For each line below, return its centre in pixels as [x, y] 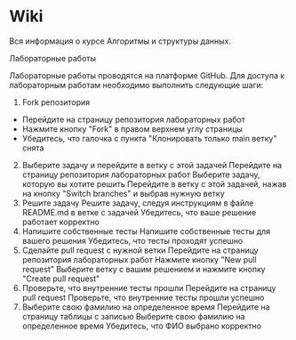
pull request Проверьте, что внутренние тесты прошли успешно [143, 297]
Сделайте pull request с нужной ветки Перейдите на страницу [140, 250]
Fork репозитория [56, 102]
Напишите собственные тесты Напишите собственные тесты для [146, 231]
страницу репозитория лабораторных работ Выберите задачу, [141, 174]
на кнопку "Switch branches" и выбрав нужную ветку [123, 193]
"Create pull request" [61, 279]
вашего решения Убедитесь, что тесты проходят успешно [132, 240]
